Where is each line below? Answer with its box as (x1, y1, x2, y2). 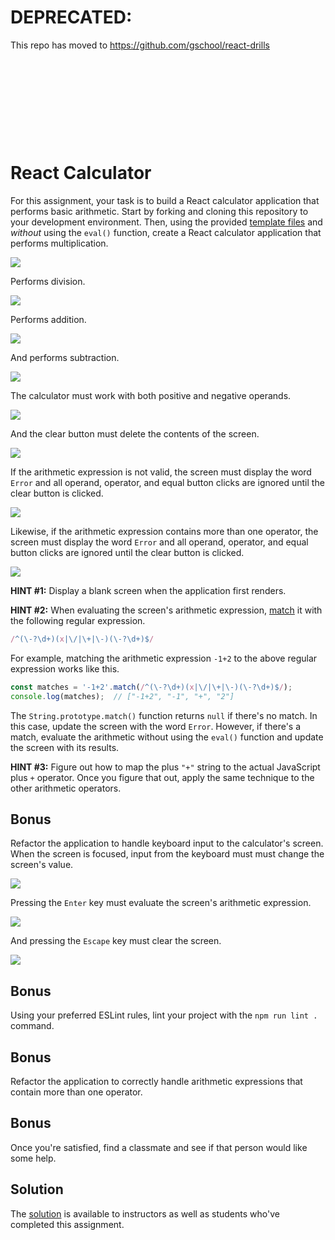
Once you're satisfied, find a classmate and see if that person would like (10, 1141, 308, 1153)
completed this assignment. (10, 1218, 125, 1230)
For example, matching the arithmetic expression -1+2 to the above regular (10, 652, 318, 664)
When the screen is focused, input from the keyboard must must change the (10, 848, 325, 860)
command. (10, 1020, 55, 1032)
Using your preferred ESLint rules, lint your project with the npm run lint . (10, 1009, 318, 1021)
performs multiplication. (10, 237, 109, 249)
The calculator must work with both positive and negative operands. (10, 389, 292, 401)
